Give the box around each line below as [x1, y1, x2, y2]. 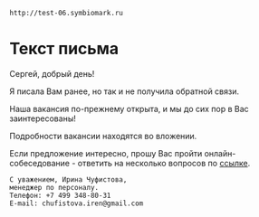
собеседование [9, 157, 71, 168]
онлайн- [204, 147, 236, 158]
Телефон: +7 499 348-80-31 [9, 191, 111, 200]
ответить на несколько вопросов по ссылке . [77, 157, 251, 168]
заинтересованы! [9, 113, 77, 124]
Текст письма [9, 39, 120, 59]
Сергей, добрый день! [9, 68, 95, 79]
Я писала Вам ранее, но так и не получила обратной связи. [9, 86, 240, 97]
